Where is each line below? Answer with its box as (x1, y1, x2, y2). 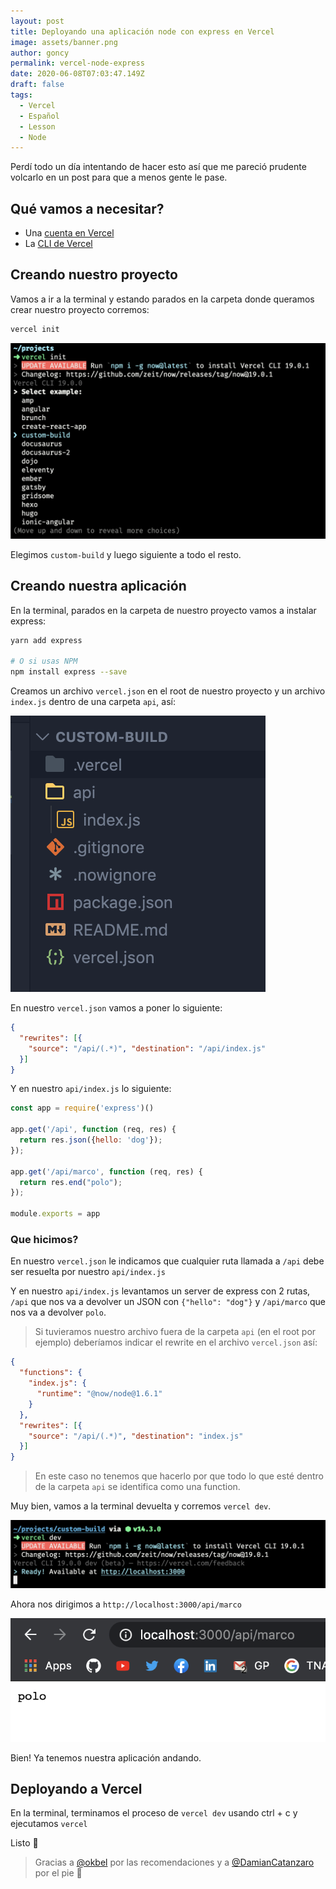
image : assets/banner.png (10, 37, 118, 47)
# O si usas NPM (10, 656, 78, 667)
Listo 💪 (10, 1837, 39, 1849)
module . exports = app (10, 1209, 101, 1219)
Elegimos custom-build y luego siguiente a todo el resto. (10, 548, 242, 560)
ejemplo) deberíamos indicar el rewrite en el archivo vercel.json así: (34, 1336, 318, 1349)
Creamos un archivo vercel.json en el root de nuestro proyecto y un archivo (10, 685, 326, 697)
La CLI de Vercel (24, 238, 93, 250)
